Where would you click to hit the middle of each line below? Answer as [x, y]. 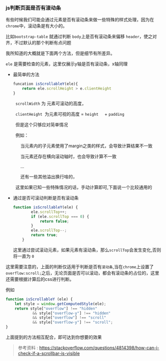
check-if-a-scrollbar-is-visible [49, 354]
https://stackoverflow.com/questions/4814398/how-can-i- [99, 348]
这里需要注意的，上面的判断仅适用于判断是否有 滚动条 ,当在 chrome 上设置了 [80, 267]
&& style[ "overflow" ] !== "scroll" [69, 318]
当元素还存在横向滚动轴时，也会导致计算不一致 [68, 156]
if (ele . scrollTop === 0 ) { [60, 216]
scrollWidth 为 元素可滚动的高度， [51, 103]
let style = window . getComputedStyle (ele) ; [61, 304]
